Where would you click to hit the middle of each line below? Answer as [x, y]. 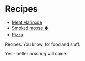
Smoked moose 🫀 [30, 28]
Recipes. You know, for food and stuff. [43, 44]
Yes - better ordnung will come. [36, 53]
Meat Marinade [27, 22]
